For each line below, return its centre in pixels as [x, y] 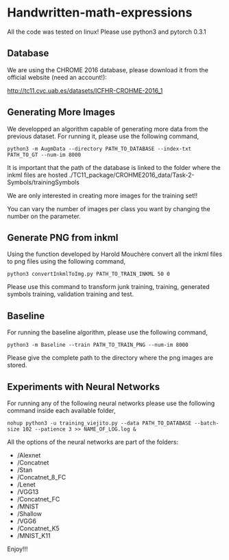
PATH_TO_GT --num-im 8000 [44, 155]
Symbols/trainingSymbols [44, 182]
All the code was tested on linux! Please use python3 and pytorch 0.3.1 [107, 32]
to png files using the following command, [66, 261]
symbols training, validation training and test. [71, 294]
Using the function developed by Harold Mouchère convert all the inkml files [115, 254]
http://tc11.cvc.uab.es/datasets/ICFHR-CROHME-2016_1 [85, 90]
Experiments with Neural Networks [83, 387]
